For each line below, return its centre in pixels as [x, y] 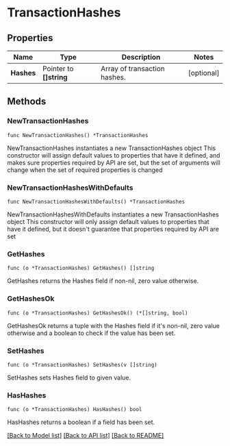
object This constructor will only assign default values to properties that [108, 221]
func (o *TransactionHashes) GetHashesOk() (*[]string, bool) [98, 313]
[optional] [204, 73]
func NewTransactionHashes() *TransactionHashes [78, 135]
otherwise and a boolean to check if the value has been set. [91, 333]
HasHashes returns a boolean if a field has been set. [81, 422]
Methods [27, 102]
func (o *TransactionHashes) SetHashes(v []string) [82, 364]
